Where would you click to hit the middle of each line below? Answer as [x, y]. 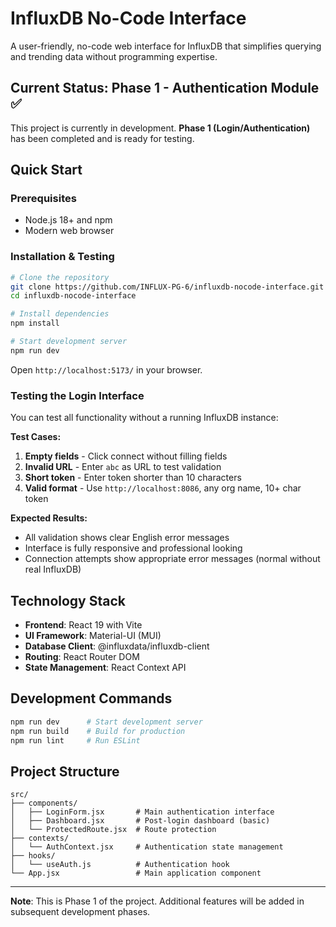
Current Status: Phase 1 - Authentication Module [165, 88]
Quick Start [46, 170]
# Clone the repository [60, 277]
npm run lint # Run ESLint [75, 740]
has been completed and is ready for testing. [102, 138]
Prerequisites [43, 199]
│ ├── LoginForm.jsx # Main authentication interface [142, 812]
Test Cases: [36, 437]
